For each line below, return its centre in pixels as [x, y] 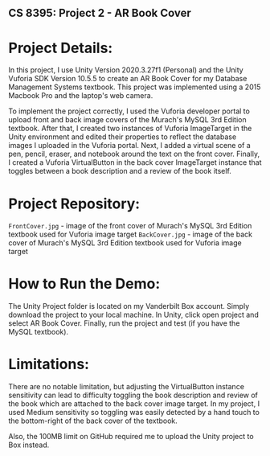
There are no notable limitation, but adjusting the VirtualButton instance [127, 387]
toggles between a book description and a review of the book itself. [120, 171]
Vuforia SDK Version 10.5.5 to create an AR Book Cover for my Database [128, 79]
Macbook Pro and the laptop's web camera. [81, 96]
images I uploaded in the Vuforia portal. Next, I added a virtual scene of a [129, 146]
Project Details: [61, 48]
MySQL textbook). [39, 332]
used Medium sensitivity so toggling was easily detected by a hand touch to [134, 413]
